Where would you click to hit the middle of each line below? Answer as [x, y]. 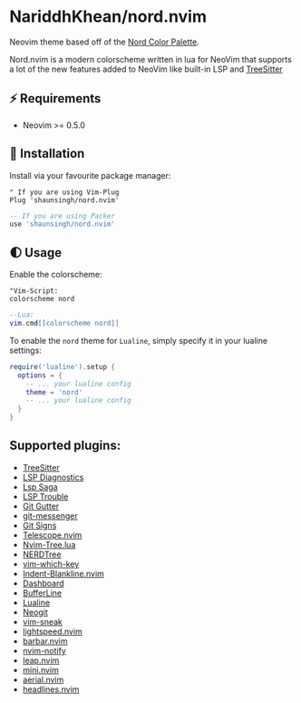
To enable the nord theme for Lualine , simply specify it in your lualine [139, 340]
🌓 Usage [35, 253]
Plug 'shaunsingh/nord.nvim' [64, 200]
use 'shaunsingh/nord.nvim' [63, 224]
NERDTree [42, 554]
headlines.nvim [51, 689]
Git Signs [39, 525]
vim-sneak [43, 621]
